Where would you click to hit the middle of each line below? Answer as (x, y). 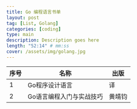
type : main (20, 35)
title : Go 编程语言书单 (33, 12)
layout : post (23, 18)
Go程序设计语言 (50, 85)
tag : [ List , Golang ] (33, 23)
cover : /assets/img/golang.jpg (46, 52)
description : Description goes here (53, 40)
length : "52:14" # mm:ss (38, 46)
